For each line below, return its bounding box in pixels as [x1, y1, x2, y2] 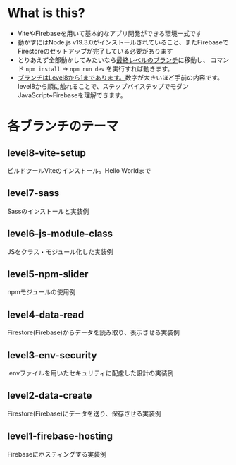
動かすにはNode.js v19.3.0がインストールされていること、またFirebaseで [17, 37, 229, 47]
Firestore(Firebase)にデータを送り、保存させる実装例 [7, 409, 161, 418]
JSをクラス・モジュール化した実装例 [7, 247, 113, 255]
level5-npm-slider [7, 268, 89, 280]
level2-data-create [7, 389, 92, 401]
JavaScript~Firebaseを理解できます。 [17, 90, 127, 99]
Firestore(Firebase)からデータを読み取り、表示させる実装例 [7, 328, 180, 337]
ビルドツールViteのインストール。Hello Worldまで [7, 166, 151, 174]
